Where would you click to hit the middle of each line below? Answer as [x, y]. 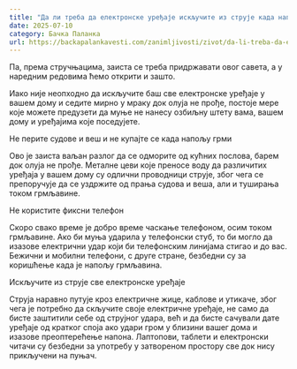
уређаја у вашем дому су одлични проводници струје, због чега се [137, 175]
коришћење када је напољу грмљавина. [86, 265]
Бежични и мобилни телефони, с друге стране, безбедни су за [128, 256]
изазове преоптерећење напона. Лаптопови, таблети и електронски [139, 337]
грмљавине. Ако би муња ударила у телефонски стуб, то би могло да [141, 237]
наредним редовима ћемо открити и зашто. [92, 77]
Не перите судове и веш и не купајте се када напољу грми [121, 139]
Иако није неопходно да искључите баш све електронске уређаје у [137, 94]
